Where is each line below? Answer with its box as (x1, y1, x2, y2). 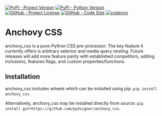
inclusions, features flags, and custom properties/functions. (5, 58, 126, 64)
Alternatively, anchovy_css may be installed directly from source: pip (5, 100, 144, 106)
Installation (5, 73, 40, 81)
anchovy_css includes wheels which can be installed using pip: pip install (5, 85, 158, 91)
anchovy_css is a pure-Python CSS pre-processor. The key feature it (5, 43, 143, 49)
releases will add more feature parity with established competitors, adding (5, 53, 155, 59)
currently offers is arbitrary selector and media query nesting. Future (5, 48, 143, 54)
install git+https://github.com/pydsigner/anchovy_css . (5, 105, 121, 111)
